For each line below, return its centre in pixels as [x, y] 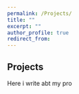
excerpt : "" [24, 26]
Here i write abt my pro [39, 83]
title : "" [21, 20]
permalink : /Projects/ [39, 13]
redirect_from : [29, 39]
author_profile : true [38, 33]
